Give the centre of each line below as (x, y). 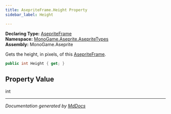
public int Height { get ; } (35, 63)
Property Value (30, 79)
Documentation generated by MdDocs (45, 106)
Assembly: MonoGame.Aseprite (39, 44)
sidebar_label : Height (29, 15)
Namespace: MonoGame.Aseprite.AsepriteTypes (57, 39)
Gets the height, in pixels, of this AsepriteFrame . (56, 54)
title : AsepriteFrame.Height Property (46, 10)
